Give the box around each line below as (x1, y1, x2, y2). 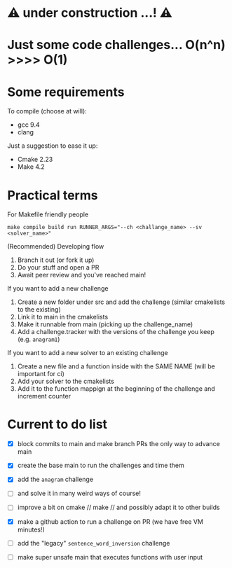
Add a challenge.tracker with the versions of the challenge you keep (17, 328, 215, 336)
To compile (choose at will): (7, 107, 88, 116)
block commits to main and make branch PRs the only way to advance (17, 440, 221, 448)
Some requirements (7, 84, 125, 99)
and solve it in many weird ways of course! (17, 489, 142, 498)
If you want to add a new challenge (7, 284, 109, 293)
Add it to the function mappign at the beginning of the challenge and (17, 385, 215, 393)
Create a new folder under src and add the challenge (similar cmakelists (17, 298, 226, 306)
